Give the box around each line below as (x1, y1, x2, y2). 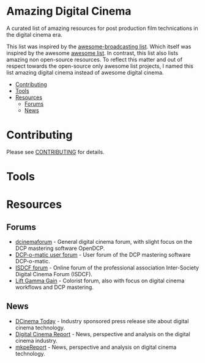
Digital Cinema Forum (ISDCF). (15, 271, 93, 278)
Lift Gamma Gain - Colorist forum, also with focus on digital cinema (15, 277, 185, 285)
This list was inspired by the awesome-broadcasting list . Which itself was (6, 43, 192, 50)
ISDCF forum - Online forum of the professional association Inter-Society (15, 264, 199, 271)
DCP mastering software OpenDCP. (15, 244, 105, 252)
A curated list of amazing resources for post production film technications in (6, 24, 199, 32)
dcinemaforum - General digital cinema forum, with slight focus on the (15, 238, 193, 246)
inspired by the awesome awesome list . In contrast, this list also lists (6, 49, 179, 56)
